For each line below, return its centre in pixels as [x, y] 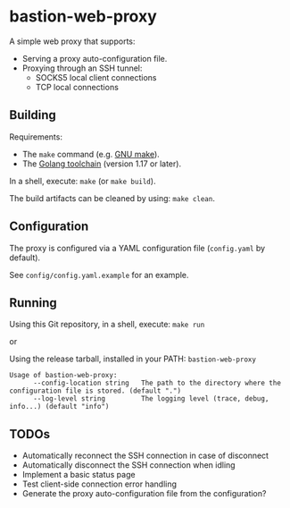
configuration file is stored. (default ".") [95, 391]
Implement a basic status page [79, 475]
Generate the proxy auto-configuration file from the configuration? [144, 494]
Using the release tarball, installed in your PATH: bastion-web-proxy [133, 359]
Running [33, 303]
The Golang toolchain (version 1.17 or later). [101, 164]
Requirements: [36, 137]
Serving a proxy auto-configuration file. [95, 58]
